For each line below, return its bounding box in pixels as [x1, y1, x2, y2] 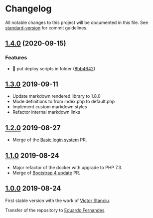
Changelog [5, 3, 52, 14]
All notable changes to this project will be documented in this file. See [5, 19, 149, 25]
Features [5, 54, 27, 61]
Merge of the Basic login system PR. [12, 137, 87, 143]
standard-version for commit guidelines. [5, 24, 88, 30]
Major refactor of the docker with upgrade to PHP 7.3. [12, 165, 123, 171]
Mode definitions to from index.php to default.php [12, 98, 115, 105]
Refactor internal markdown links [12, 109, 81, 115]
